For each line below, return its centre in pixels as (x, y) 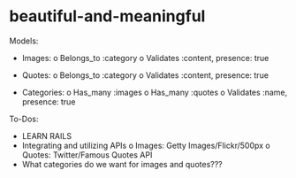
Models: (24, 41)
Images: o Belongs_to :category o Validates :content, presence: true (145, 58)
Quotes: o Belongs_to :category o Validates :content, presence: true (145, 75)
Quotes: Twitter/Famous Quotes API (87, 155)
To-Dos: (24, 119)
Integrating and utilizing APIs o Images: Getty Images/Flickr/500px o (146, 145)
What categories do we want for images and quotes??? (122, 164)
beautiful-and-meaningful (107, 16)
